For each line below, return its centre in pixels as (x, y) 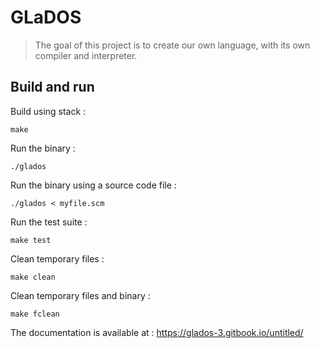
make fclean (35, 314)
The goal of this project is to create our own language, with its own (172, 45)
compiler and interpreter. (86, 55)
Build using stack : (48, 111)
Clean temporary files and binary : (80, 295)
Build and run (52, 87)
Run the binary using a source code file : (93, 185)
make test (31, 240)
